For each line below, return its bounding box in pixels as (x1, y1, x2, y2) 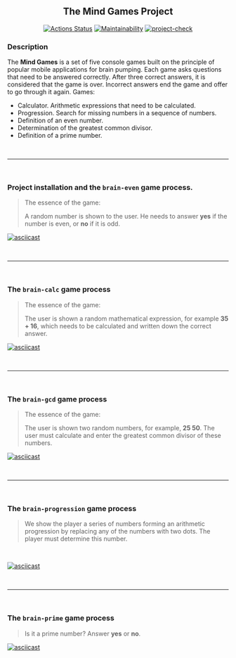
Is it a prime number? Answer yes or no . (24, 629, 141, 638)
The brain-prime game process (7, 613, 114, 623)
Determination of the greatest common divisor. (17, 124, 153, 132)
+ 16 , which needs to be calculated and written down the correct (24, 321, 212, 330)
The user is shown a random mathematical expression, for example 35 (24, 314, 229, 323)
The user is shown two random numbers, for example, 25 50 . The (24, 424, 216, 432)
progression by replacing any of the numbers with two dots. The (24, 527, 211, 536)
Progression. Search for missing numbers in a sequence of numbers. (17, 109, 217, 117)
